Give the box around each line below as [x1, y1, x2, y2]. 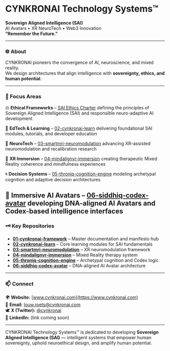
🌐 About [5, 48, 26, 55]
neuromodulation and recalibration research [5, 145, 97, 152]
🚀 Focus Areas [5, 93, 41, 100]
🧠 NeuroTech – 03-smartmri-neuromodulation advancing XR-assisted [5, 140, 151, 146]
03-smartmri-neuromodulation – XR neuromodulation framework [12, 247, 151, 253]
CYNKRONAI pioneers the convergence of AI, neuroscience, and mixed [5, 59, 154, 66]
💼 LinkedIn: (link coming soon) [5, 315, 69, 321]
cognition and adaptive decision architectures [5, 176, 101, 182]
